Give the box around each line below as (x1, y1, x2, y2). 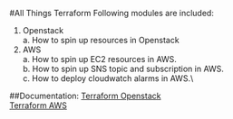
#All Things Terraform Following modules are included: (9, 8, 215, 18)
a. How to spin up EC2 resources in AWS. (22, 54, 177, 64)
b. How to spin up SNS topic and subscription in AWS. (22, 63, 225, 74)
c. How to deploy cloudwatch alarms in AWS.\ (22, 73, 194, 84)
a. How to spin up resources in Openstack (22, 35, 180, 45)
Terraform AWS (9, 100, 68, 111)
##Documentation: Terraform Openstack (9, 90, 161, 101)
